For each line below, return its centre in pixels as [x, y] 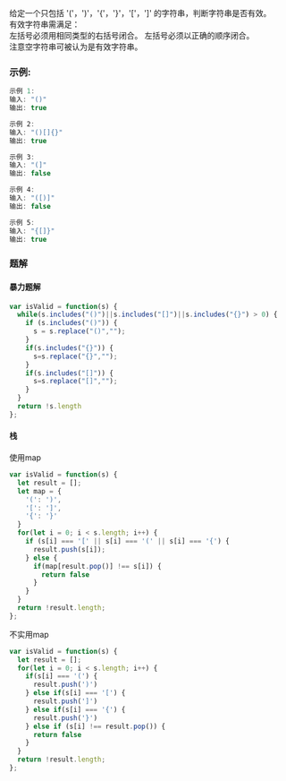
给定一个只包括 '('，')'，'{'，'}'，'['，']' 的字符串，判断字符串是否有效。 [140, 13]
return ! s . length [50, 407]
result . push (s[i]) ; [69, 549]
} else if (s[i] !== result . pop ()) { [96, 726]
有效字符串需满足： [45, 24]
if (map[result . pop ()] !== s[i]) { [97, 566]
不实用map [29, 634]
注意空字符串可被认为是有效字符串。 [76, 47]
